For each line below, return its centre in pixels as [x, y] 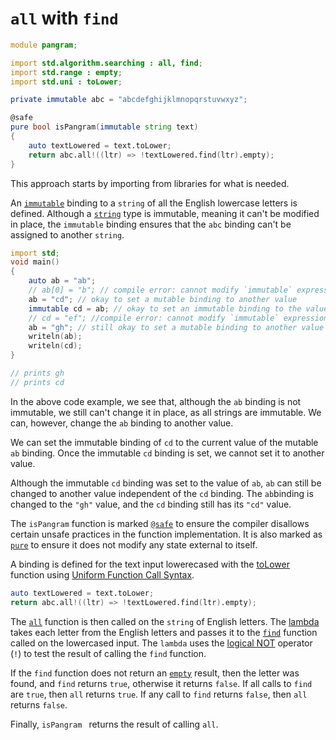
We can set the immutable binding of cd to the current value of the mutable [164, 442]
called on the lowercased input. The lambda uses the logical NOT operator [161, 643]
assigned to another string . [67, 234]
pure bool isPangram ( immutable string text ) [104, 127]
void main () [35, 262]
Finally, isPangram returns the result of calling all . [114, 724]
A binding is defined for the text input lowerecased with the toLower [150, 564]
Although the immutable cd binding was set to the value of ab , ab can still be [166, 483]
